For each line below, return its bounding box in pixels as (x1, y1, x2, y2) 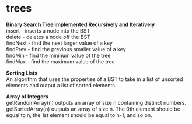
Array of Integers (6, 93, 48, 100)
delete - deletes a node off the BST (6, 33, 90, 40)
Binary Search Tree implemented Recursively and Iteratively (6, 21, 155, 28)
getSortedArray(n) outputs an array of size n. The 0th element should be (6, 105, 181, 112)
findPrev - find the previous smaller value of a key (6, 45, 127, 52)
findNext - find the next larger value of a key (6, 40, 113, 47)
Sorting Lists (6, 69, 38, 76)
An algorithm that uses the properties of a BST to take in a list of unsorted (6, 75, 183, 83)
